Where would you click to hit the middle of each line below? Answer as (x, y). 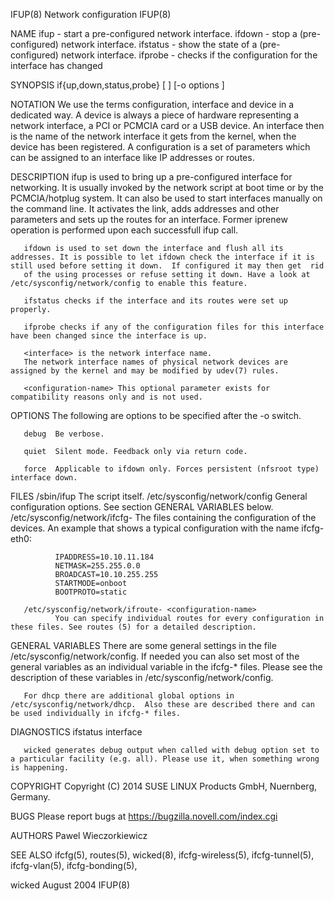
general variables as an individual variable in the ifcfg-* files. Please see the (166, 667)
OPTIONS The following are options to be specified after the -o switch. (156, 415)
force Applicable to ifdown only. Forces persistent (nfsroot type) (171, 469)
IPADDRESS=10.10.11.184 (104, 557)
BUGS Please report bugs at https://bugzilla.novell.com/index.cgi (144, 816)
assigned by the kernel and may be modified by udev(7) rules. (145, 371)
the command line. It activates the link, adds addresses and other (145, 208)
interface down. (44, 478)
